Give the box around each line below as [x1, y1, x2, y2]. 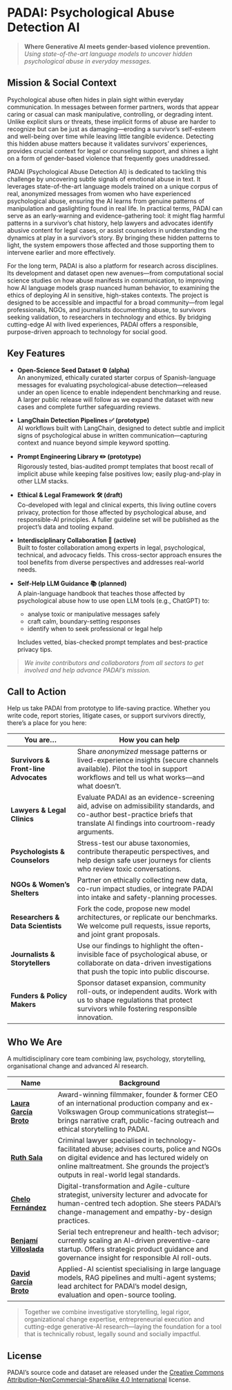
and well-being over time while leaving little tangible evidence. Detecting [7, 132, 214, 140]
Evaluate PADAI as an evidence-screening [77, 793, 215, 802]
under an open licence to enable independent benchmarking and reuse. [17, 388, 222, 396]
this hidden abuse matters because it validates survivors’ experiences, [7, 139, 208, 148]
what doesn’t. [77, 782, 122, 791]
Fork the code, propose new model [77, 904, 191, 914]
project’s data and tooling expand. [17, 523, 115, 531]
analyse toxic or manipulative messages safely [27, 610, 160, 618]
